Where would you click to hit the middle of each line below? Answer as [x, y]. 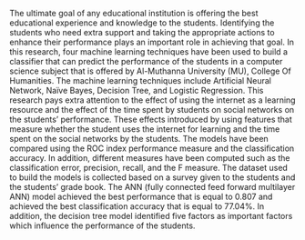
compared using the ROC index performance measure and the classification [152, 148]
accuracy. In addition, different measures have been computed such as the [150, 158]
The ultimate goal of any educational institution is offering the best [134, 13]
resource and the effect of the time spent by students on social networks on [152, 110]
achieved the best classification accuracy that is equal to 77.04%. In [137, 206]
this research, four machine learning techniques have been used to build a [149, 52]
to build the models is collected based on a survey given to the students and [152, 177]
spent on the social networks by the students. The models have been [139, 139]
